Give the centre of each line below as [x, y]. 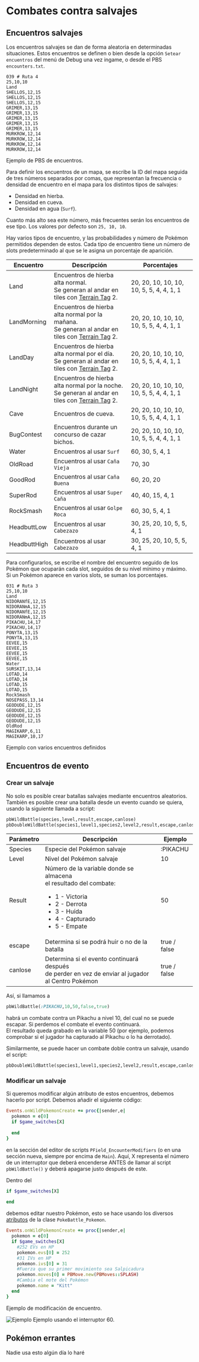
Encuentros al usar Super [88, 492]
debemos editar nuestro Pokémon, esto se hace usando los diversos [90, 1213]
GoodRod [22, 480]
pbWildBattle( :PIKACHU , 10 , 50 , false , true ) [58, 1007]
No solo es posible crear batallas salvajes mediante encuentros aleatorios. [97, 796]
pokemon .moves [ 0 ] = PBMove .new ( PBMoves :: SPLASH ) [78, 1275]
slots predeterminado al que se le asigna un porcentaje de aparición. [90, 251]
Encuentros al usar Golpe [88, 508]
